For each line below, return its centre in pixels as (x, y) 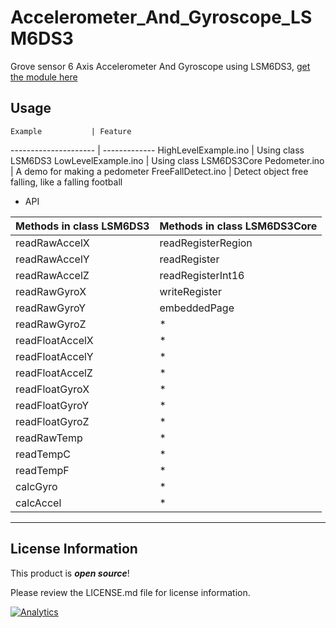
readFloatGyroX (52, 389)
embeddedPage (197, 308)
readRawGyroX (51, 291)
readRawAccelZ (52, 275)
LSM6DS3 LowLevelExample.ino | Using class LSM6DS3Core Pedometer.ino (167, 160)
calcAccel (38, 503)
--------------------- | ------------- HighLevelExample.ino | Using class (157, 150)
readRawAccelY (52, 259)
